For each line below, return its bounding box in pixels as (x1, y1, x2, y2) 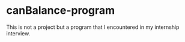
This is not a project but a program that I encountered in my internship (6, 23, 180, 31)
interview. (6, 29, 31, 37)
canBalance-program (6, 4, 115, 17)
